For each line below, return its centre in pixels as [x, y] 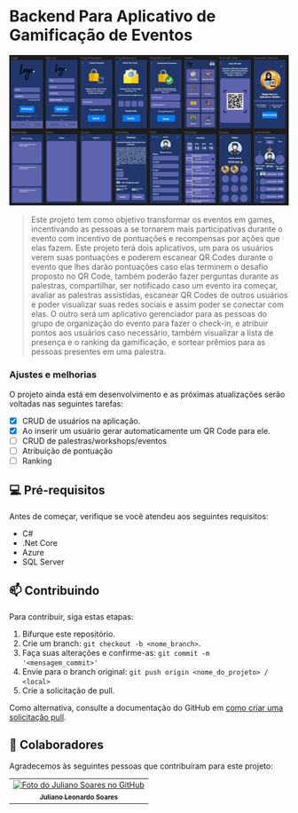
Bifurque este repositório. [68, 634]
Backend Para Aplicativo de [113, 16]
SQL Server [43, 562]
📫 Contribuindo [55, 591]
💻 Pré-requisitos [57, 490]
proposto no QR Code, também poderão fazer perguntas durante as [155, 276]
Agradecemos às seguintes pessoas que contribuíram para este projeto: [141, 766]
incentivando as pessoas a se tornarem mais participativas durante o [157, 229]
